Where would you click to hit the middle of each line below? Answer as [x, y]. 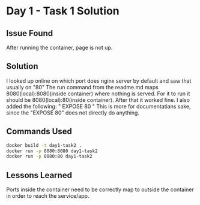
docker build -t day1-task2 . [44, 145]
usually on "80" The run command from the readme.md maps [83, 87]
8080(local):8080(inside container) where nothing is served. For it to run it [98, 94]
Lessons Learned [39, 175]
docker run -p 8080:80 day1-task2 [50, 156]
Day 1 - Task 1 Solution [63, 11]
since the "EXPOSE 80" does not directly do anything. [73, 113]
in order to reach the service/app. [48, 196]
